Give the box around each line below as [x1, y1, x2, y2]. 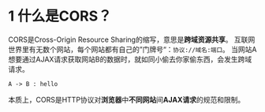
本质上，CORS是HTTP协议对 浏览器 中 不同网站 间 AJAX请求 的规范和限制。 [8, 95, 245, 104]
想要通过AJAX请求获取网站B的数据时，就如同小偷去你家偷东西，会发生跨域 [8, 54, 252, 64]
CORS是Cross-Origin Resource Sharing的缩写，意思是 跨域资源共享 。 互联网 [8, 35, 256, 44]
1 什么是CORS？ [8, 7, 112, 25]
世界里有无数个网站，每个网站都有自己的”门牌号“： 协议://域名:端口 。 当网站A [8, 44, 257, 54]
